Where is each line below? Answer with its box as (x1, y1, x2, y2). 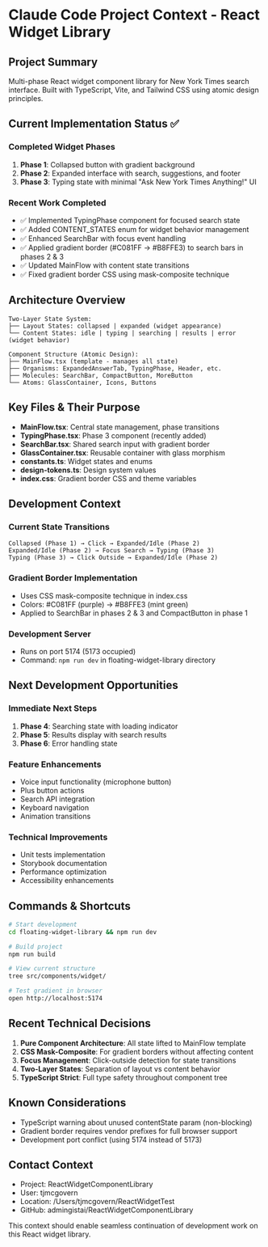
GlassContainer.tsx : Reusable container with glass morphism (19, 447, 226, 458)
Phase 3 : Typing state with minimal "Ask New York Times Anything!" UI (19, 176, 257, 187)
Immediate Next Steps (8, 703, 98, 714)
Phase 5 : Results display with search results (19, 729, 167, 739)
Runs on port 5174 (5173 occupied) (19, 646, 136, 656)
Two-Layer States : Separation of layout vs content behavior (19, 1063, 220, 1073)
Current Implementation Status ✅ (8, 117, 180, 131)
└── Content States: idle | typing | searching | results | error (8, 329, 237, 337)
